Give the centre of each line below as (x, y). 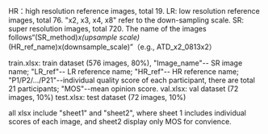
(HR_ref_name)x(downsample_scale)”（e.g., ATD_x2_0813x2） (112, 47)
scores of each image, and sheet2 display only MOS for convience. (120, 121)
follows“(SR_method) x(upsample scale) (74, 37)
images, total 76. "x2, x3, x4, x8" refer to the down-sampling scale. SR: (126, 20)
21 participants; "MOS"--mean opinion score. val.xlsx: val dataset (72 (124, 89)
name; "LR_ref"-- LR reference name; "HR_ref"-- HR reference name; (124, 71)
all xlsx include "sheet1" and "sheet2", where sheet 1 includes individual (128, 113)
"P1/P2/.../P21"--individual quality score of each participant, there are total (132, 80)
